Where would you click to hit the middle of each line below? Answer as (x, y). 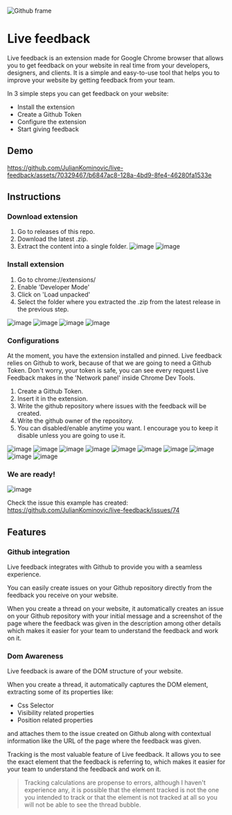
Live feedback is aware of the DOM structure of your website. (95, 671)
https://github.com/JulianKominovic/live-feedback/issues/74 (93, 510)
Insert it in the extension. (52, 398)
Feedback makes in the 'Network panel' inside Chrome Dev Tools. (101, 378)
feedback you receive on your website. (63, 595)
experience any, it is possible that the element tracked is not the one (122, 790)
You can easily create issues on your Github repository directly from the (110, 588)
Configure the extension (52, 121)
